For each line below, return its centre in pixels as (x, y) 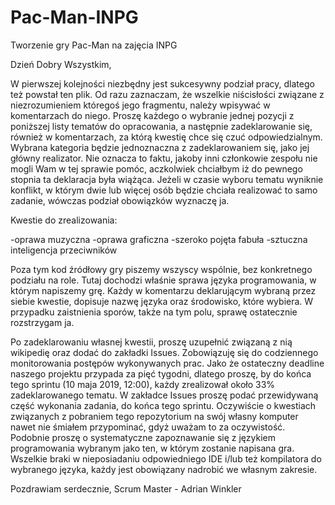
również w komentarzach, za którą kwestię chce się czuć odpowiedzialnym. (166, 137)
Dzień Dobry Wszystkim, (61, 64)
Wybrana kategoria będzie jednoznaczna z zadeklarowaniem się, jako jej (160, 147)
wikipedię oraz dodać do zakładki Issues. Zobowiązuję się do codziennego (164, 352)
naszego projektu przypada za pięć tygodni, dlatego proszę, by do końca (161, 373)
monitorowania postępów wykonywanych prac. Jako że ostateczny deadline (167, 363)
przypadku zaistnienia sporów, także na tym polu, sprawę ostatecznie (154, 312)
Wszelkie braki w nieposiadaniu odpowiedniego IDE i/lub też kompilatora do (166, 458)
